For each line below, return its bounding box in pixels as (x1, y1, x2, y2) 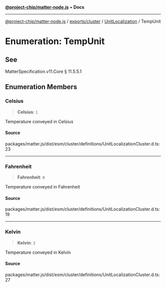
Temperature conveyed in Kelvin (5, 249, 71, 255)
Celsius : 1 (17, 109, 38, 115)
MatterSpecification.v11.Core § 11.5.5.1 (5, 69, 82, 74)
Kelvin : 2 (17, 239, 36, 245)
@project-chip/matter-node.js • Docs (5, 4, 85, 10)
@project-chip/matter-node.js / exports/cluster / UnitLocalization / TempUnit (5, 18, 161, 24)
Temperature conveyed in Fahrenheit (5, 184, 80, 190)
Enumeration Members (5, 83, 78, 91)
